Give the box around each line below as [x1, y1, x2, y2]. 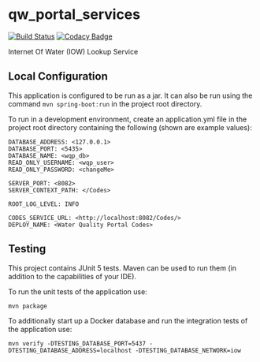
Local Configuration [8, 69, 109, 84]
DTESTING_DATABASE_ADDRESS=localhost [8, 346, 132, 354]
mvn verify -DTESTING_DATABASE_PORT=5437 [8, 339, 147, 348]
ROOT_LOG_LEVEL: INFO [8, 200, 80, 208]
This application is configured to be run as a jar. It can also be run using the [8, 91, 253, 100]
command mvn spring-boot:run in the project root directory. [8, 99, 202, 108]
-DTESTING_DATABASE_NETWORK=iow [135, 346, 242, 354]
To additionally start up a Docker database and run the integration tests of [8, 315, 248, 325]
